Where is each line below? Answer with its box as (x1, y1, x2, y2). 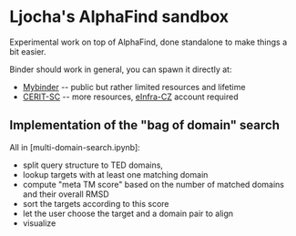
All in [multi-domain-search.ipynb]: (9, 141, 141, 152)
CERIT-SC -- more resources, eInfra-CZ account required (22, 91, 239, 102)
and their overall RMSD (22, 189, 109, 200)
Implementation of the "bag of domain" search (9, 118, 281, 133)
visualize (22, 217, 56, 229)
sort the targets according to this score (22, 198, 169, 209)
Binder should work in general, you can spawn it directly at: (9, 64, 232, 75)
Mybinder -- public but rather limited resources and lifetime (22, 81, 246, 92)
